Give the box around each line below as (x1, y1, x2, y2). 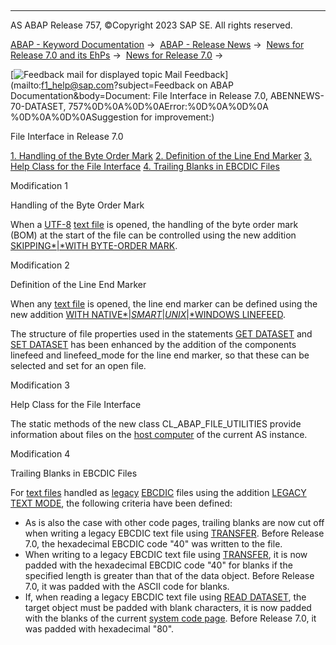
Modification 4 (10, 448, 71, 460)
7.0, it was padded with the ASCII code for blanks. (24, 581, 230, 592)
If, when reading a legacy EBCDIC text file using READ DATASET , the (24, 591, 307, 603)
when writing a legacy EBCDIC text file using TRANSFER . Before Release (24, 527, 325, 539)
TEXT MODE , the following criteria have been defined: (10, 497, 233, 509)
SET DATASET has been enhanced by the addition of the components (10, 339, 297, 350)
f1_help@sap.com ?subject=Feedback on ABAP (41, 79, 234, 91)
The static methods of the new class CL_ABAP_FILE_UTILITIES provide (10, 418, 302, 430)
